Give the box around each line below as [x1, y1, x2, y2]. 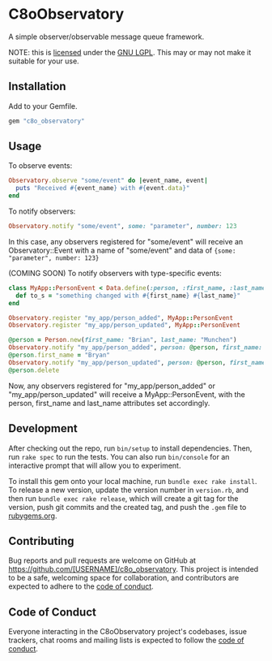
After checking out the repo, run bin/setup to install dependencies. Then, [8, 443, 253, 453]
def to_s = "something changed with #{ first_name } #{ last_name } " [15, 292, 241, 300]
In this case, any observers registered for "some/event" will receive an [8, 236, 244, 246]
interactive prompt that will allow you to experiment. [8, 460, 181, 470]
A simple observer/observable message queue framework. [8, 32, 205, 41]
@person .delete [8, 366, 60, 374]
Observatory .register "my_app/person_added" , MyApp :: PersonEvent [8, 313, 233, 322]
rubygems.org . [8, 511, 57, 521]
